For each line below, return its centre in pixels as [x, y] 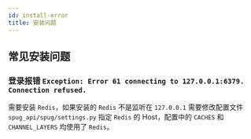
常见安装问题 [39, 56]
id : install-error [38, 15]
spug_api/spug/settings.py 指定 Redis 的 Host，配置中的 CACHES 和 [116, 117]
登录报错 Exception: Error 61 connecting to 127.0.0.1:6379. [126, 81]
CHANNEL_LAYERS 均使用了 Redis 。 [61, 127]
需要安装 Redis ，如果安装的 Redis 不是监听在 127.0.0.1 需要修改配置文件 [126, 108]
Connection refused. [48, 90]
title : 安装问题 [32, 23]
